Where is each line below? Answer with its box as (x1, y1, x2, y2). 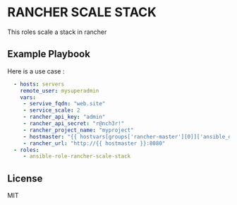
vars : (20, 93, 37, 101)
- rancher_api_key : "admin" (23, 114, 106, 121)
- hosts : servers (13, 81, 65, 88)
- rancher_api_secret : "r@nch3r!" (23, 120, 125, 127)
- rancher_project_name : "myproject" (23, 127, 134, 134)
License (7, 172, 43, 184)
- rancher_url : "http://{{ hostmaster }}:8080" (23, 139, 166, 147)
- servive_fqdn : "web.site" (23, 100, 106, 107)
